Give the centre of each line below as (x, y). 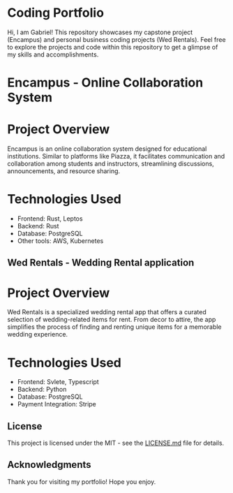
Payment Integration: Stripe (57, 404)
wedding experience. (38, 334)
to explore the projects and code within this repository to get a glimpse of (113, 47)
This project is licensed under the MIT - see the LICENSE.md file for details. (116, 443)
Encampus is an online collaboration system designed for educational (107, 149)
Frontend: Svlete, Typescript (58, 382)
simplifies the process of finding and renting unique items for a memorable (114, 327)
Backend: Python (42, 390)
